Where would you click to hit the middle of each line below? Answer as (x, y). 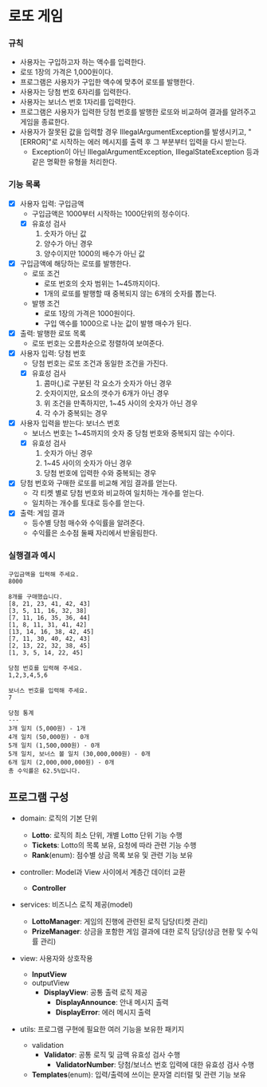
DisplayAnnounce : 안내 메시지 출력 (112, 1002)
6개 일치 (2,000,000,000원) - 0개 (61, 762)
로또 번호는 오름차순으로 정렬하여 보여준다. (98, 343)
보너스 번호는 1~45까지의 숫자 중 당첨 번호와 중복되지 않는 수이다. (133, 433)
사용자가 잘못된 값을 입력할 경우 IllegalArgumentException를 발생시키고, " (136, 132)
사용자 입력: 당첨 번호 (53, 354)
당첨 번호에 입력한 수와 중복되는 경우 (100, 473)
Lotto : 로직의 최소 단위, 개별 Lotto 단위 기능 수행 (107, 835)
